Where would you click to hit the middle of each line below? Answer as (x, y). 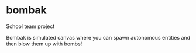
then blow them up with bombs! (44, 44)
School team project (30, 26)
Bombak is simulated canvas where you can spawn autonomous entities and (98, 37)
